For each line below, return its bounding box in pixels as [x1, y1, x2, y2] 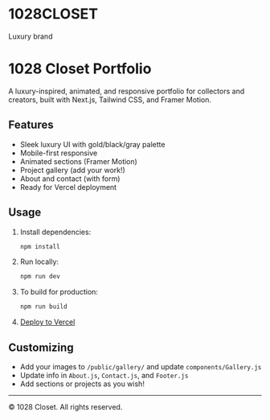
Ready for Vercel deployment [19, 182, 117, 191]
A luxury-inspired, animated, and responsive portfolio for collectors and [8, 86, 245, 96]
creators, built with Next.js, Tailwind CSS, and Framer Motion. [8, 94, 211, 105]
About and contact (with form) [19, 174, 121, 183]
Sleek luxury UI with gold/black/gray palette [19, 139, 166, 149]
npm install [19, 242, 60, 250]
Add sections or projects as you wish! [19, 379, 145, 389]
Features [8, 118, 54, 132]
